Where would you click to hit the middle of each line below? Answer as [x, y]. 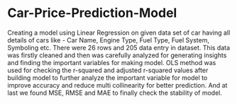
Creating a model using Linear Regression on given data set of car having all [119, 33]
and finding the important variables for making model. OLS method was [112, 62]
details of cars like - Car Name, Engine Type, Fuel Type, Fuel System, [108, 40]
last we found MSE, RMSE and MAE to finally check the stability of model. [115, 93]
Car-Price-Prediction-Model [92, 13]
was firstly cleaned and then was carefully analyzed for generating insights [117, 55]
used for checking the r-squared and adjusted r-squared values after [108, 70]
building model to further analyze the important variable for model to [108, 77]
